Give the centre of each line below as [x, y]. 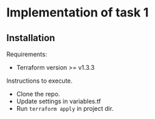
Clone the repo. [38, 94]
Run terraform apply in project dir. [65, 108]
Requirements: [27, 54]
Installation [31, 38]
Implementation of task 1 [77, 13]
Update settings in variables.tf [58, 101]
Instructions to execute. [40, 81]
